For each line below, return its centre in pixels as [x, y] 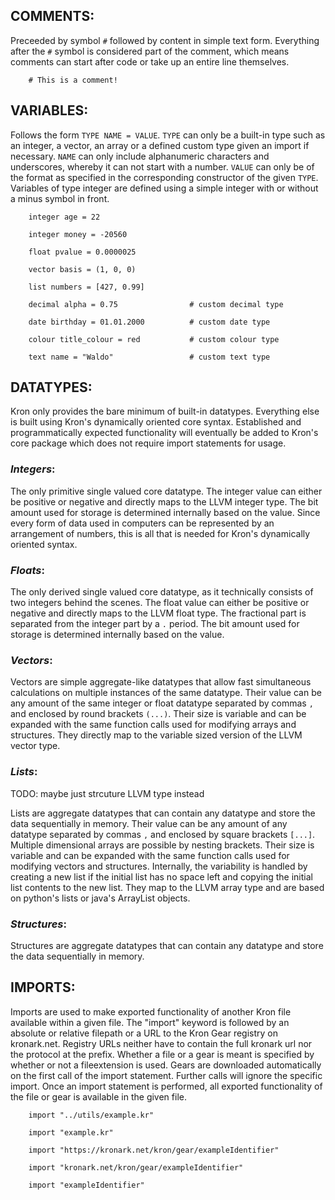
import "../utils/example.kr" [91, 1115]
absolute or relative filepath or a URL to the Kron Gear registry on [144, 1033]
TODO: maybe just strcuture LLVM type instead [107, 793]
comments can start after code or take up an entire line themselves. [150, 61]
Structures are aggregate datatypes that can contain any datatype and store [167, 945]
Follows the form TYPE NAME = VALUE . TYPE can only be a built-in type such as [168, 135]
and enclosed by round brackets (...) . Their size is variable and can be [158, 714]
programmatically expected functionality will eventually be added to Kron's [164, 433]
